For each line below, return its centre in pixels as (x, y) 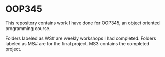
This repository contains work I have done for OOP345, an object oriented (82, 23)
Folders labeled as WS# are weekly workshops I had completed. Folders (81, 38)
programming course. (28, 28)
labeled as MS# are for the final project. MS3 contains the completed (77, 43)
